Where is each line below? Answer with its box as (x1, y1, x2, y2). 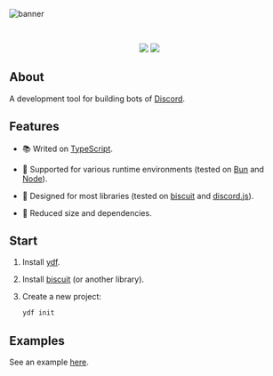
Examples (9, 333, 65, 348)
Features (9, 119, 60, 134)
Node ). (21, 173, 48, 184)
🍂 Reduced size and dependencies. (21, 207, 153, 218)
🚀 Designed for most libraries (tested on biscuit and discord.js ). (21, 190, 254, 201)
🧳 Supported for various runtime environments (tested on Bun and (21, 164, 265, 174)
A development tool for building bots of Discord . (9, 93, 185, 104)
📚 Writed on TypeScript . (21, 143, 114, 154)
